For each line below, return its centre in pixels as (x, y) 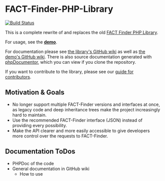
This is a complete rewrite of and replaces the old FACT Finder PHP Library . (82, 32)
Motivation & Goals (35, 92)
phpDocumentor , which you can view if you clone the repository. (71, 62)
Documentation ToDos (40, 152)
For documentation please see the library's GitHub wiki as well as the (75, 51)
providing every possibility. (40, 125)
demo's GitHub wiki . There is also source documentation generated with (78, 57)
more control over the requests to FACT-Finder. (60, 136)
